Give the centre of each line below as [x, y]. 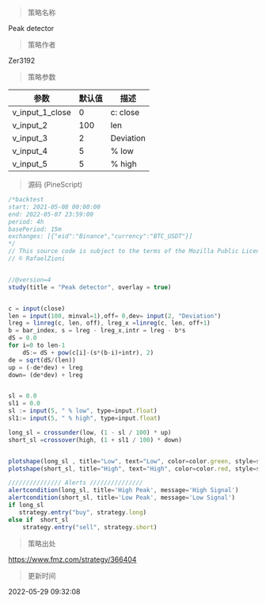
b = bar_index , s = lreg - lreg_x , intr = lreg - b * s [97, 331]
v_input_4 [30, 151]
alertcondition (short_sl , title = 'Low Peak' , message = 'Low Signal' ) [122, 498]
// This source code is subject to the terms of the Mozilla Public [123, 252]
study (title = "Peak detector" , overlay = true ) [90, 287]
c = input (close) [37, 309]
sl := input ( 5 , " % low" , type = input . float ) [83, 411]
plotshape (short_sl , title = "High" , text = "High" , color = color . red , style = [133, 469]
